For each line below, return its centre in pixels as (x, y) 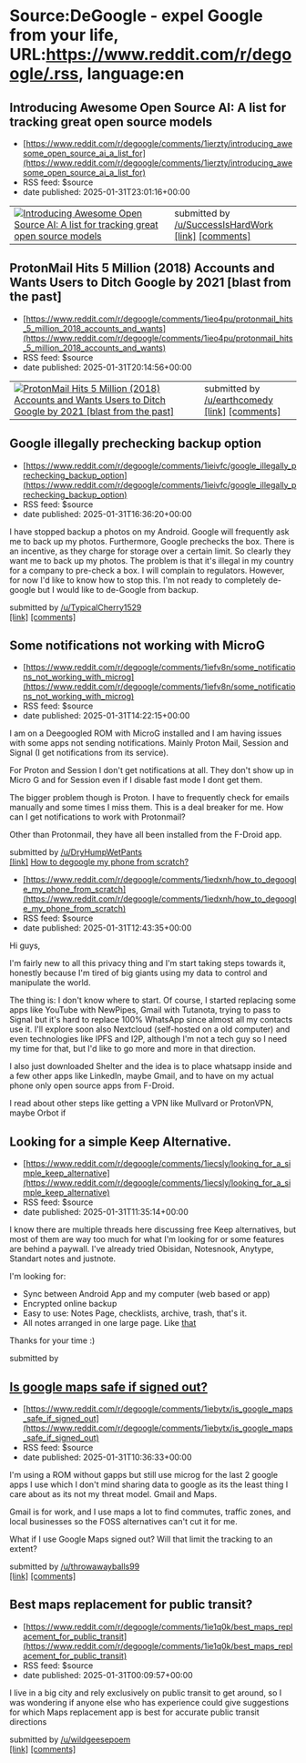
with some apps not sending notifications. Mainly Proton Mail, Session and (149, 743)
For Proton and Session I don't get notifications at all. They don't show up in (152, 770)
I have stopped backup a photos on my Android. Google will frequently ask (149, 531)
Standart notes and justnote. (63, 1259)
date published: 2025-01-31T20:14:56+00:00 (107, 367)
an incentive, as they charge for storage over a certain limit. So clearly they (150, 551)
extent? (24, 1549)
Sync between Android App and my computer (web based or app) (146, 1294)
